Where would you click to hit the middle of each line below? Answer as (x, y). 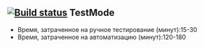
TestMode (92, 13)
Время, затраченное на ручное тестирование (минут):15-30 (107, 29)
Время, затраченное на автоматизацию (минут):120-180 (102, 37)
